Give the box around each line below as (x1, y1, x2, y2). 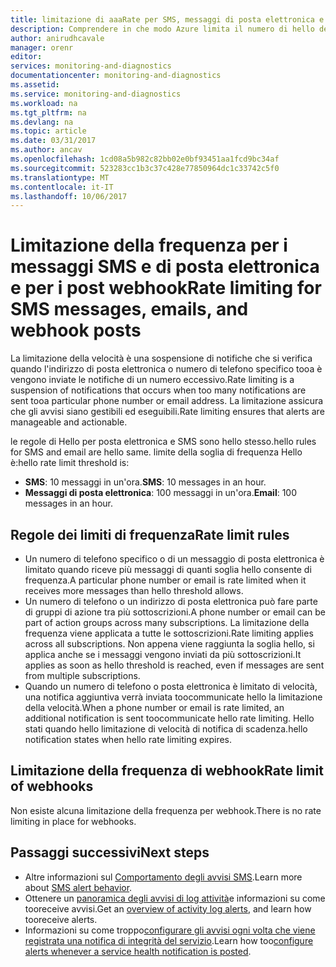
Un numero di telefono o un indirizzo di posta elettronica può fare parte (24, 596, 318, 607)
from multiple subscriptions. (24, 670, 141, 681)
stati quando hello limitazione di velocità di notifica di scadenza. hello (24, 723, 308, 735)
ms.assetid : (10, 80, 60, 90)
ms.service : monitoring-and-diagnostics (10, 89, 182, 99)
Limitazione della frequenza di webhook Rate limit (10, 762, 324, 780)
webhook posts (10, 319, 142, 342)
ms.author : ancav (10, 145, 83, 155)
